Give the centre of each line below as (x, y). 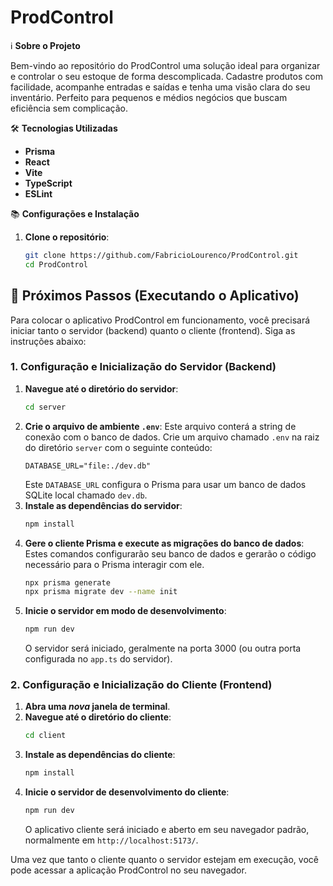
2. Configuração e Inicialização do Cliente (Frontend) (141, 685)
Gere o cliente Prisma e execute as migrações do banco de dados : (164, 543)
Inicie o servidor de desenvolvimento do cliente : (127, 792)
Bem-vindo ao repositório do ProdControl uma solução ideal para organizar (165, 65)
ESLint (38, 193)
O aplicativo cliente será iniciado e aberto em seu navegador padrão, (167, 830)
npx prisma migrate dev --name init (101, 592)
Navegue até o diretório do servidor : (101, 388)
